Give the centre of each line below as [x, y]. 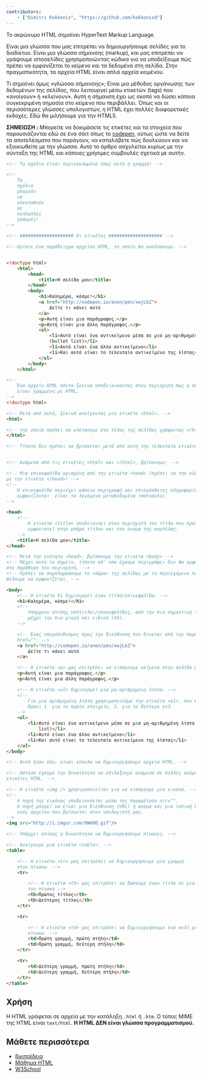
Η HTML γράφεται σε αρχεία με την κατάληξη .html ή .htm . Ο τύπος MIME [100, 1017]
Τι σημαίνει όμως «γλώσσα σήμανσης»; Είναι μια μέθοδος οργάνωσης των [100, 83]
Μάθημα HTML [34, 1063]
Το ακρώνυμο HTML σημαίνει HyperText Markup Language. [81, 34]
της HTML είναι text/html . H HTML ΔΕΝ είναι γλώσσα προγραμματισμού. [100, 1023]
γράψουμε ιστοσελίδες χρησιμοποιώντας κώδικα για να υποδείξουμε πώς [99, 59]
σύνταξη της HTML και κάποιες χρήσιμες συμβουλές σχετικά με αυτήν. [96, 153]
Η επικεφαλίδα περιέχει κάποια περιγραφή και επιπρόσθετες [93, 490]
